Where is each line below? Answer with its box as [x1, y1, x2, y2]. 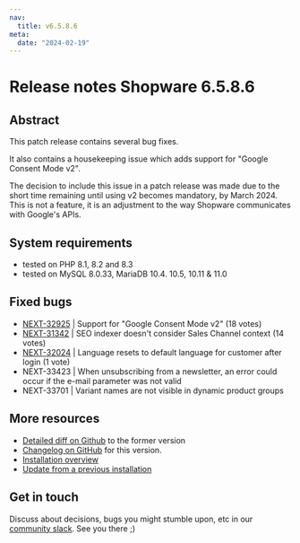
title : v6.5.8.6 [17, 22, 78, 31]
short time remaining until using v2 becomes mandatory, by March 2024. [9, 190, 279, 201]
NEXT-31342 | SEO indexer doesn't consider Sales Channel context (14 [21, 328, 285, 338]
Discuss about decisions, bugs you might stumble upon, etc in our [9, 513, 253, 524]
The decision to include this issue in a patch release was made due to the [9, 180, 280, 191]
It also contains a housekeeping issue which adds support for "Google [9, 153, 269, 164]
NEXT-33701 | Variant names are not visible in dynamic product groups [21, 385, 284, 396]
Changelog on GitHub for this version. [21, 444, 163, 455]
